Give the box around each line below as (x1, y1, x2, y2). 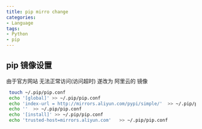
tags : (6, 25, 20, 32)
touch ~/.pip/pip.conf (8, 89, 66, 95)
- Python (6, 31, 28, 37)
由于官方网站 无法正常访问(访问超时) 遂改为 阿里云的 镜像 (6, 77, 148, 85)
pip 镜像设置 (6, 61, 52, 71)
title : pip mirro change (6, 8, 69, 15)
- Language (6, 20, 34, 26)
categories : (6, 14, 36, 20)
